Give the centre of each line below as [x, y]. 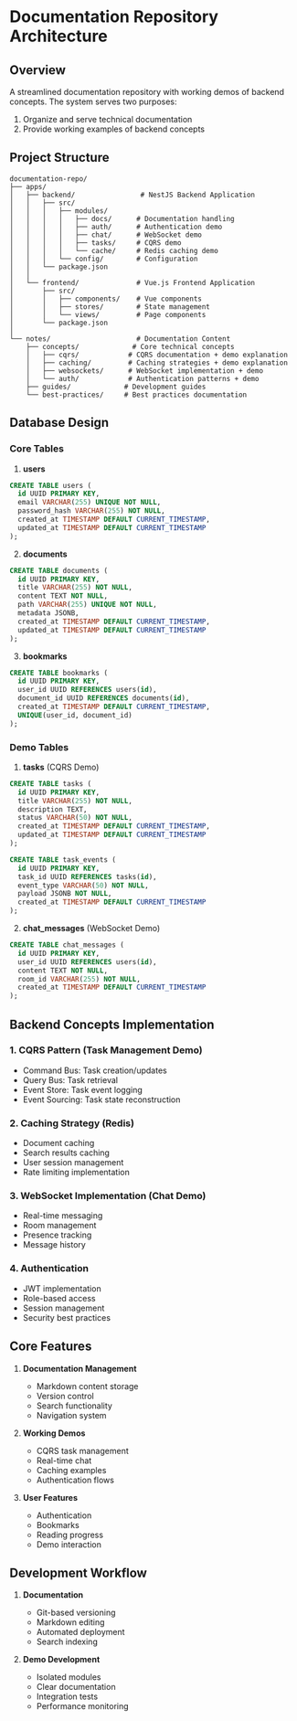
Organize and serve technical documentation [107, 119]
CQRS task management [83, 1450]
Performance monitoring [83, 1706]
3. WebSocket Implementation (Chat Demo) [108, 1196]
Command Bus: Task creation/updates [95, 1070]
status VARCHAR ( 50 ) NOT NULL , [75, 818]
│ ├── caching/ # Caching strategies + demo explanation [157, 363]
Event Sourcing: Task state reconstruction [101, 1100]
